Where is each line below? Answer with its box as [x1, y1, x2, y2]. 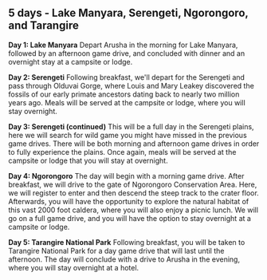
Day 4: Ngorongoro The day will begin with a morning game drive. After [8, 171, 245, 180]
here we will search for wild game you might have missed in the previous [8, 130, 247, 140]
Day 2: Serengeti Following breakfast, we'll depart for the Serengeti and [8, 72, 245, 82]
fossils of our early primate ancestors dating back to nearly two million [8, 89, 240, 99]
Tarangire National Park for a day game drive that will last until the [8, 246, 225, 255]
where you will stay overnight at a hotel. [8, 262, 139, 272]
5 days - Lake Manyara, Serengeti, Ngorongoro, [8, 6, 249, 20]
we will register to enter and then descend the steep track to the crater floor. [8, 187, 259, 198]
